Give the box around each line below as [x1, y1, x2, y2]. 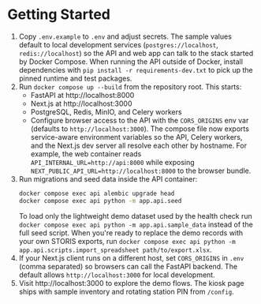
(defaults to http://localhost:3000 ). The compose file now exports [30, 124, 250, 133]
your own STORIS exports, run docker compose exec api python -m [18, 236, 236, 246]
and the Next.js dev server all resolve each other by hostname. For [30, 141, 248, 150]
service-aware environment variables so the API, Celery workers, [30, 132, 243, 141]
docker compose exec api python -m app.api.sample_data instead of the [18, 220, 253, 229]
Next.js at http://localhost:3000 [30, 99, 132, 108]
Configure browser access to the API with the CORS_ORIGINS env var [30, 115, 249, 125]
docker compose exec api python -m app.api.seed [18, 197, 182, 205]
